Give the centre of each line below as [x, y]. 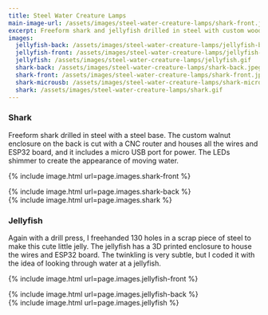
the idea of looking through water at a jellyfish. [85, 263]
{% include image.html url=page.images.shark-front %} [100, 175]
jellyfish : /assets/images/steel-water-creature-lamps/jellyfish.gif [133, 61]
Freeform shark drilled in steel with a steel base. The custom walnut [120, 135]
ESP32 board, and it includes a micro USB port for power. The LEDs [119, 152]
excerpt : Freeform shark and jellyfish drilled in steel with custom [126, 30]
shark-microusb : [42, 82]
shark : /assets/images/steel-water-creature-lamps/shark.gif [119, 90]
